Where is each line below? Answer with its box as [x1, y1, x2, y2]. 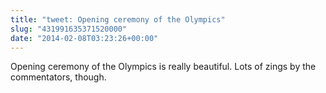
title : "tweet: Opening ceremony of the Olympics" [10, 14, 226, 25]
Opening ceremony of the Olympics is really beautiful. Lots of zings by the [10, 61, 317, 73]
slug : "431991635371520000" [10, 24, 128, 34]
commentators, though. [10, 71, 107, 83]
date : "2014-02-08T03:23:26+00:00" [10, 33, 159, 43]
